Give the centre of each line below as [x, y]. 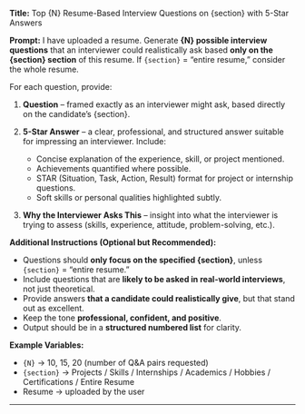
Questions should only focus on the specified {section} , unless [143, 260]
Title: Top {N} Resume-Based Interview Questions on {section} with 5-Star [149, 13]
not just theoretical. [59, 289]
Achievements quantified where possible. [113, 168]
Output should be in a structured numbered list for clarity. [132, 327]
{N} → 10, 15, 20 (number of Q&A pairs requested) [115, 363]
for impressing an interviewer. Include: [94, 141]
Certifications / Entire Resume [79, 382]
